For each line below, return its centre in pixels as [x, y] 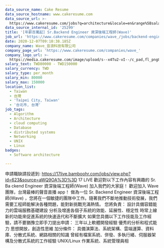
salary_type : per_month [29, 73]
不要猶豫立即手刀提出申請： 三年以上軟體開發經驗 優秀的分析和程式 [85, 222]
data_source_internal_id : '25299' [40, 28]
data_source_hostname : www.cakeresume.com [49, 14]
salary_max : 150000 [25, 82]
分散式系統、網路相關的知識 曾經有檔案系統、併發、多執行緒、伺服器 [82, 234]
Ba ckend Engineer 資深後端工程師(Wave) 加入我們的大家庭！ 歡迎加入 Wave [82, 186]
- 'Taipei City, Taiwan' [35, 101]
